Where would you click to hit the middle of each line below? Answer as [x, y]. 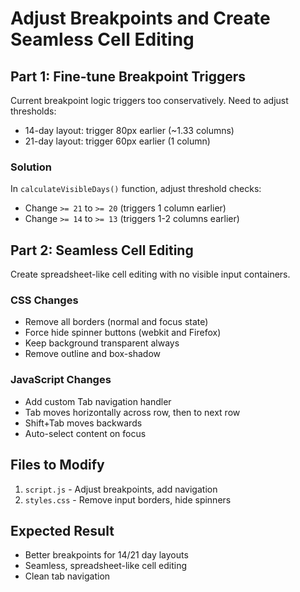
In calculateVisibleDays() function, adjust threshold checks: [136, 189]
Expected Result [62, 530]
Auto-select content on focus [85, 433]
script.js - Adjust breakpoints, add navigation [121, 489]
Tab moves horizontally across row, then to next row [132, 412]
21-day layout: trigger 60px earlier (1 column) [117, 141]
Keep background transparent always [102, 343]
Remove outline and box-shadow [93, 354]
